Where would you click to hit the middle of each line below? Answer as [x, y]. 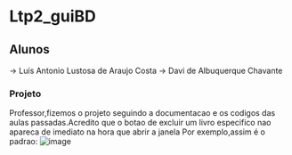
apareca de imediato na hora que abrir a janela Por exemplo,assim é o [137, 132]
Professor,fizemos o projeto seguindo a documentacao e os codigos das [142, 113]
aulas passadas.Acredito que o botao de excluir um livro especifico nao [140, 123]
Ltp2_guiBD [53, 16]
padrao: [24, 142]
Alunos [30, 49]
